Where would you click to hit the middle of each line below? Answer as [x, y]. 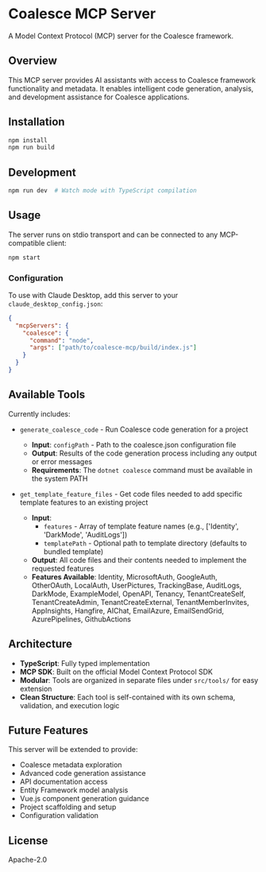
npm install [28, 140]
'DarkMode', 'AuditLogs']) [85, 534]
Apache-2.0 [28, 860]
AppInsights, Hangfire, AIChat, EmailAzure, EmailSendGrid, [128, 610]
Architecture [40, 644]
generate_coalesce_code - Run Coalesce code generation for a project [134, 429]
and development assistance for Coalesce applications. [99, 97]
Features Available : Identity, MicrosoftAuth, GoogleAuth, [125, 576]
